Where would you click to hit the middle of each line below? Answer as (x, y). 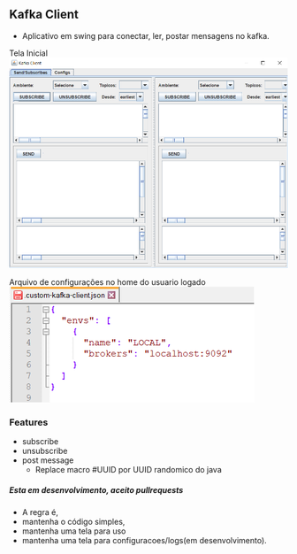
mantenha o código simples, (73, 522)
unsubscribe (45, 451)
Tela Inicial (29, 53)
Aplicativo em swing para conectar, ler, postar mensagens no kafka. (145, 35)
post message (48, 460)
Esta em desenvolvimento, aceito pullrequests (96, 489)
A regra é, (40, 512)
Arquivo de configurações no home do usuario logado (107, 281)
